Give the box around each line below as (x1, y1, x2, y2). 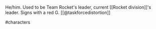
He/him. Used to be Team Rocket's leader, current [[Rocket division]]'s (5, 4, 151, 10)
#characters (5, 19, 31, 25)
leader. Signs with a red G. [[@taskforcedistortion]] (5, 9, 110, 15)
